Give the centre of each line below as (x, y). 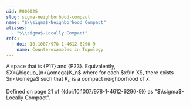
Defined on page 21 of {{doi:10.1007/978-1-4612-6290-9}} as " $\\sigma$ (94, 91)
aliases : (17, 28)
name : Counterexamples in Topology (60, 50)
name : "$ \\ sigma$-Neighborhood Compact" (56, 22)
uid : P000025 (22, 11)
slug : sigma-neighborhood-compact (48, 17)
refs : (13, 39)
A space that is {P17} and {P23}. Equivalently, (61, 66)
